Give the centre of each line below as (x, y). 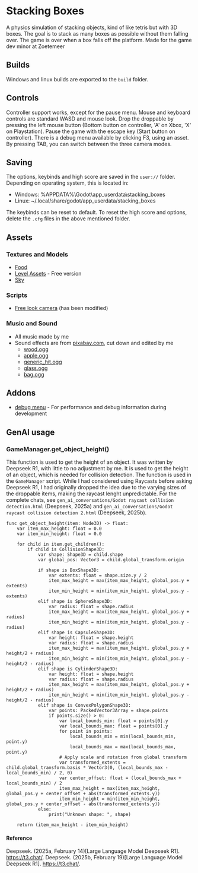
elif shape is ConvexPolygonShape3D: (84, 706)
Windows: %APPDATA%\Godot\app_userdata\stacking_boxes (90, 195)
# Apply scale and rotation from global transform (123, 757)
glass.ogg (36, 368)
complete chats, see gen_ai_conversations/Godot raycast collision (90, 500)
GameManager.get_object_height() (58, 449)
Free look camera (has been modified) (61, 308)
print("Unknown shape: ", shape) (90, 815)
